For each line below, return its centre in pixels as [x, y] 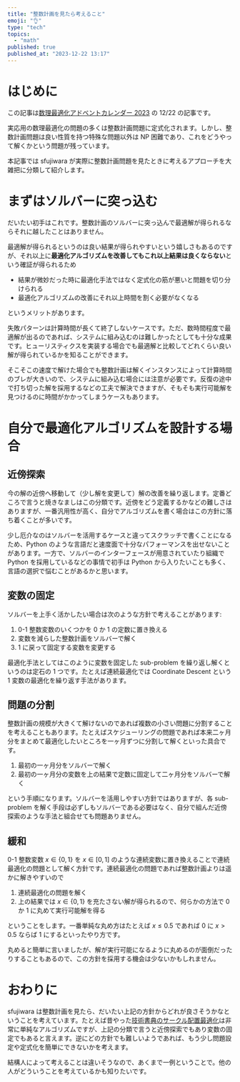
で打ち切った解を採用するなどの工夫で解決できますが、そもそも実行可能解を [120, 387]
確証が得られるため [48, 264]
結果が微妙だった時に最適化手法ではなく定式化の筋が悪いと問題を [115, 279]
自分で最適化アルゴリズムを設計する [114, 428]
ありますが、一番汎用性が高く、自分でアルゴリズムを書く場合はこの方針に [117, 511]
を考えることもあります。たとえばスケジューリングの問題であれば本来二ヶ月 [120, 733]
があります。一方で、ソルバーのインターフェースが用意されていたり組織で [116, 553]
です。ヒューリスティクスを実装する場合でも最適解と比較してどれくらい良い [119, 346]
